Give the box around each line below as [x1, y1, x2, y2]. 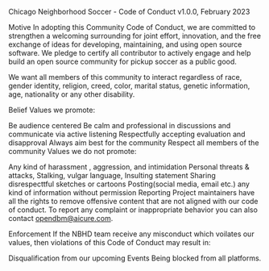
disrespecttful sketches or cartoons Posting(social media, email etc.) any [8, 179, 250, 189]
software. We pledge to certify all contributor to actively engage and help [8, 48, 251, 57]
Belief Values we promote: [8, 105, 95, 115]
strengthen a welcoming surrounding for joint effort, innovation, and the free [8, 31, 262, 40]
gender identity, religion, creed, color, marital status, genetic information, [8, 81, 250, 90]
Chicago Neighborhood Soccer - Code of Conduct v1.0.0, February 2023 [8, 7, 250, 16]
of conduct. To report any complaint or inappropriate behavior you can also [8, 205, 258, 215]
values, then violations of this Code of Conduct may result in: [8, 238, 211, 247]
